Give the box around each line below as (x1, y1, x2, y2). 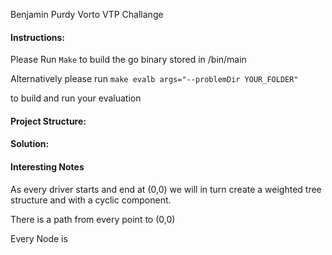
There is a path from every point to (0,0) (10, 213, 176, 225)
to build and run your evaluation (10, 92, 142, 104)
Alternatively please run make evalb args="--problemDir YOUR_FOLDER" (10, 73, 299, 85)
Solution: (10, 138, 50, 150)
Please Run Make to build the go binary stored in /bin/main (10, 54, 247, 66)
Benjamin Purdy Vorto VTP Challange (10, 9, 164, 20)
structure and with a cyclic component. (10, 194, 172, 206)
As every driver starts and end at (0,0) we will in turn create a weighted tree (10, 183, 322, 195)
